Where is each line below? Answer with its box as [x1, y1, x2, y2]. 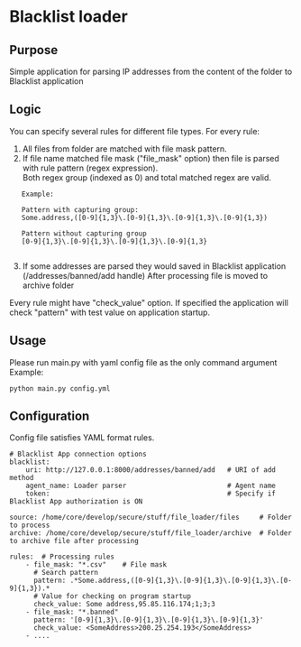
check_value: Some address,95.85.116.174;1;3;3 [32, 600, 216, 609]
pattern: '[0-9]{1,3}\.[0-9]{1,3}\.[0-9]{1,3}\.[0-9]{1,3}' [32, 615, 264, 624]
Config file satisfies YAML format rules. [9, 432, 155, 443]
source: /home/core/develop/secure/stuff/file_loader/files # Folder [9, 513, 293, 522]
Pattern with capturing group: [21, 205, 140, 214]
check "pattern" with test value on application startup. [9, 307, 210, 318]
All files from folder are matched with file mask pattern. [22, 143, 227, 154]
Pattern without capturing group [21, 228, 147, 238]
